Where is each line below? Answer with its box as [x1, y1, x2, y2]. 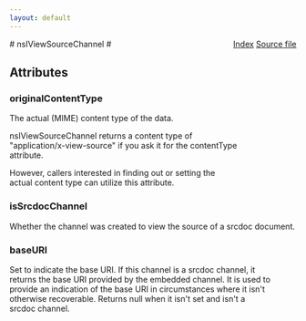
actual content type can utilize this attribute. [9, 177, 175, 188]
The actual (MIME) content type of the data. [9, 113, 174, 124]
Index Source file [233, 38, 297, 49]
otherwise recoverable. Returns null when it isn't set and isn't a [9, 293, 246, 304]
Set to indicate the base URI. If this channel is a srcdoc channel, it [9, 264, 256, 274]
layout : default [9, 13, 71, 23]
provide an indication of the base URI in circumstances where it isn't [9, 284, 266, 295]
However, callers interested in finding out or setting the [9, 168, 216, 179]
